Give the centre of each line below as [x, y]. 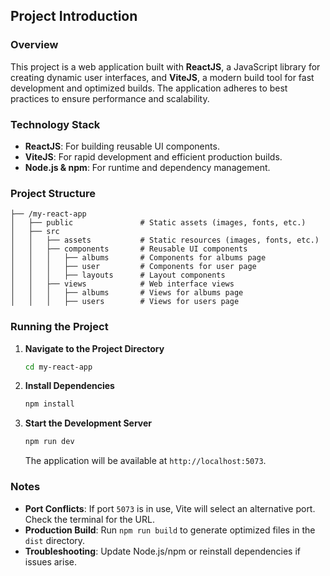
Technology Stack [55, 124]
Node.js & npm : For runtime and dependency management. [147, 167]
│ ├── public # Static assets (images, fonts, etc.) [158, 223]
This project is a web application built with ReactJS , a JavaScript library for [165, 66]
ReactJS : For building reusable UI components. [122, 146]
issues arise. [50, 561]
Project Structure [53, 193]
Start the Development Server [88, 423]
